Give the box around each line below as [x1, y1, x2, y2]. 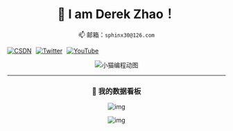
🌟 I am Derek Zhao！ [57, 6, 176, 22]
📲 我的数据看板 [92, 86, 141, 96]
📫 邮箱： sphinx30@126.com [78, 30, 155, 39]
